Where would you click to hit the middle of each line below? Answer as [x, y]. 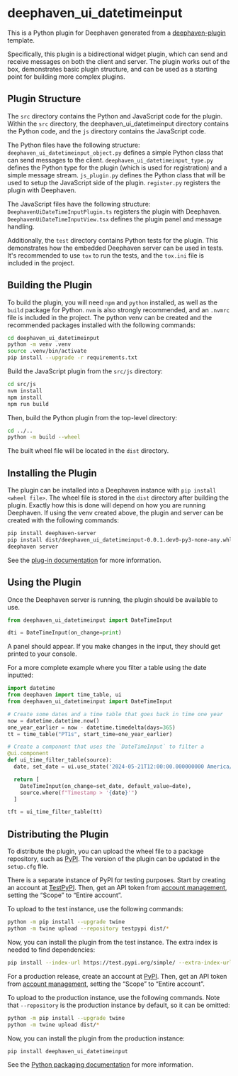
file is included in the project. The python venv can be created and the [110, 317]
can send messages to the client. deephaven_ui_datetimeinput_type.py [110, 160]
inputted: [21, 675]
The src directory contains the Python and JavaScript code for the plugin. [115, 116]
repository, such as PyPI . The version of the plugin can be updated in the [114, 859]
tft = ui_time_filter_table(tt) [55, 812]
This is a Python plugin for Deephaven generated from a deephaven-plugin [117, 33]
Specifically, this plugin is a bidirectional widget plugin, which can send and [118, 54]
